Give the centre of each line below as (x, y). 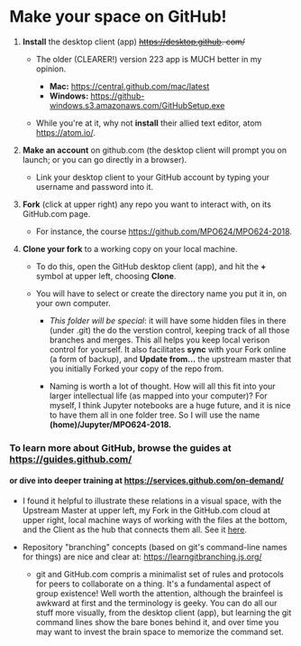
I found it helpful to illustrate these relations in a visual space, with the (152, 501)
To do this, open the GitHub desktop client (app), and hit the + (151, 266)
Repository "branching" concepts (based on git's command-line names (155, 548)
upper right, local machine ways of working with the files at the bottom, (155, 520)
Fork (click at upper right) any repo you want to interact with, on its (147, 204)
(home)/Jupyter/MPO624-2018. (110, 424)
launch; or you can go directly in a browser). (105, 159)
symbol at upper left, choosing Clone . (106, 276)
